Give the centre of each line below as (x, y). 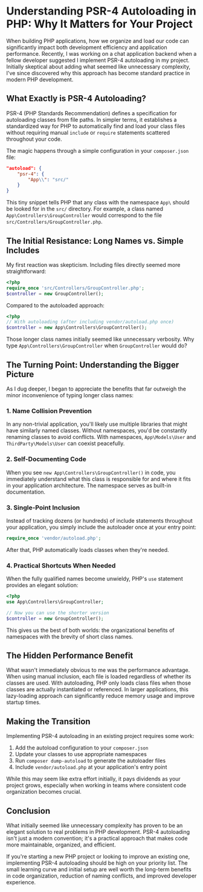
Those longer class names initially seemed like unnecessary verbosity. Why (100, 339)
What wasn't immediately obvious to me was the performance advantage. (98, 670)
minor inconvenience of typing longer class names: (70, 395)
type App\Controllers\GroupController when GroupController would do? (97, 346)
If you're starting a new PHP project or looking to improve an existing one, (98, 857)
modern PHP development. (40, 79)
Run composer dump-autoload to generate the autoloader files (90, 761)
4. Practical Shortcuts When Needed (61, 565)
